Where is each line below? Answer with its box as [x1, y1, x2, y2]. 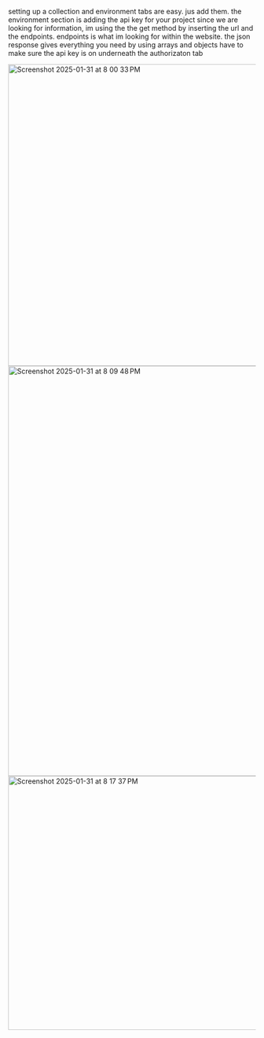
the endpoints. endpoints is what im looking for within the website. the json [8, 32, 251, 41]
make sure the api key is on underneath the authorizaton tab [8, 49, 203, 57]
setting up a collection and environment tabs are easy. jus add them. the [8, 7, 242, 16]
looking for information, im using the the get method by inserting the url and [8, 24, 254, 32]
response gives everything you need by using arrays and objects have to [8, 40, 244, 50]
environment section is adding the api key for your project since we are [8, 15, 238, 24]
